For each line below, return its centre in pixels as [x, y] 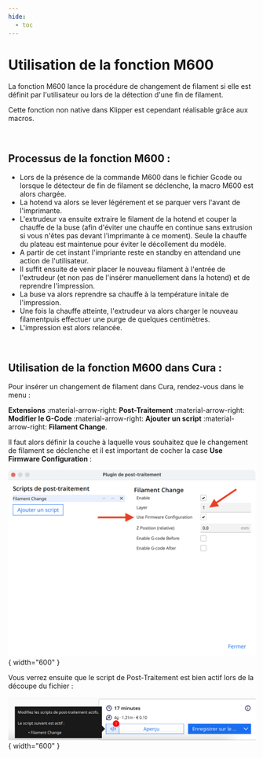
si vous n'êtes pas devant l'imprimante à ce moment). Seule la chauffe [133, 236]
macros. [21, 119]
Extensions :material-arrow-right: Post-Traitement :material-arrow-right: [126, 410]
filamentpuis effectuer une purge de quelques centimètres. [115, 319]
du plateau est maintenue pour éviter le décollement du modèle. [123, 245]
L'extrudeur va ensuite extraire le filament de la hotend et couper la [128, 219]
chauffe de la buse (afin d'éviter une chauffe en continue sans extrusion [136, 227]
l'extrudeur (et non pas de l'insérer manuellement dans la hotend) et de [135, 278]
